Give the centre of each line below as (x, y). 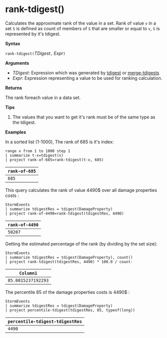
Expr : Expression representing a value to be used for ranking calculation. (87, 78)
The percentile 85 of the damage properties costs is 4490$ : (67, 292)
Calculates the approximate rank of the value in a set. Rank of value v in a (81, 23)
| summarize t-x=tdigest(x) (34, 155)
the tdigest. (24, 122)
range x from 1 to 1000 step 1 (38, 151)
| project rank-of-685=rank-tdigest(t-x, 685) (54, 160)
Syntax (13, 43)
